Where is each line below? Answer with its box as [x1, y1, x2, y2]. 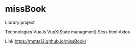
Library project [5, 19, 35, 25]
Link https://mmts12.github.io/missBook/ [5, 38, 87, 44]
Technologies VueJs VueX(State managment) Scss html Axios [5, 29, 130, 34]
